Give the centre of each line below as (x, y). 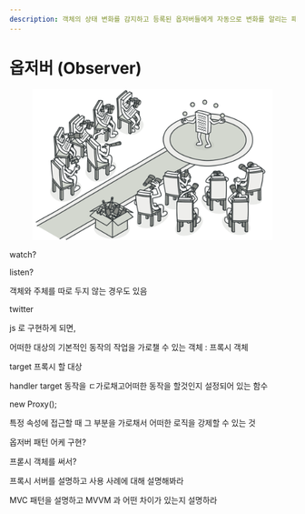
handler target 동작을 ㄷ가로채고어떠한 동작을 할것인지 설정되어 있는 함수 (139, 386)
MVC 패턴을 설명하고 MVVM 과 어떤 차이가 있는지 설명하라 (113, 499)
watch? (23, 254)
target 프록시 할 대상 (46, 366)
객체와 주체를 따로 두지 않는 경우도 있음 (79, 290)
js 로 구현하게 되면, (43, 328)
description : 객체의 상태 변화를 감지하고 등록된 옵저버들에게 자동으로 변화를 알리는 (148, 19)
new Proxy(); (33, 404)
